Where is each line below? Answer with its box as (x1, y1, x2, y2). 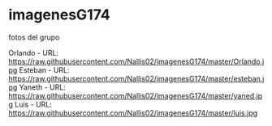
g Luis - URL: (8, 99, 53, 109)
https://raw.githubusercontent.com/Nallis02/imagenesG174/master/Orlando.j (8, 57, 265, 66)
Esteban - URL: (19, 65, 71, 74)
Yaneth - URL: (19, 82, 67, 92)
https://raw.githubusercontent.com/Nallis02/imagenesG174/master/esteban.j (8, 73, 265, 83)
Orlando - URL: (8, 48, 59, 57)
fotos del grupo (8, 32, 60, 42)
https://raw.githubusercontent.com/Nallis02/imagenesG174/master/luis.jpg (8, 107, 258, 118)
